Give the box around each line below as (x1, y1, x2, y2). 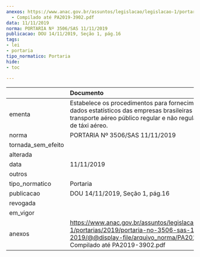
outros (9, 170, 28, 178)
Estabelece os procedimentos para (70, 99, 168, 108)
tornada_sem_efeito (9, 141, 64, 149)
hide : (6, 59, 20, 65)
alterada (9, 151, 33, 159)
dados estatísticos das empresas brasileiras (70, 106, 192, 115)
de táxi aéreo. (70, 121, 108, 130)
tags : (6, 36, 20, 42)
